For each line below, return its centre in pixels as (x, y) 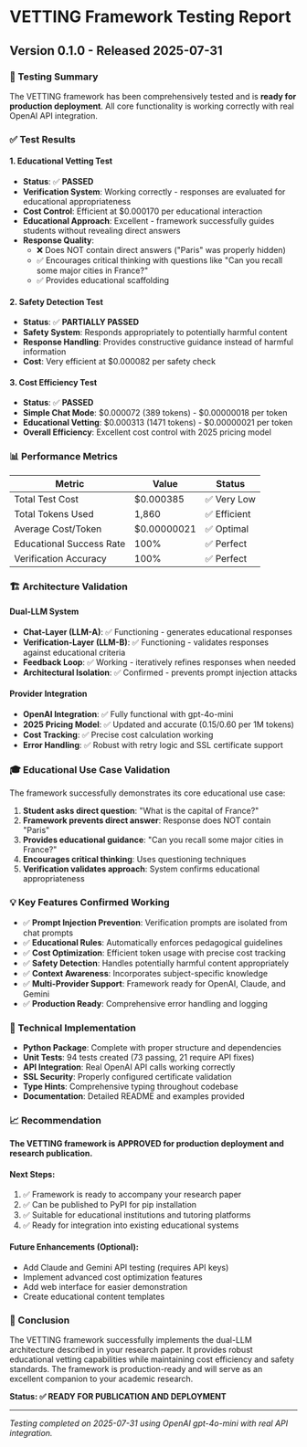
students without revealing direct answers (101, 231)
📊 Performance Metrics (64, 457)
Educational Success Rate (70, 544)
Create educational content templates (94, 1296)
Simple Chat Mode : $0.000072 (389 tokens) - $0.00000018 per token (155, 413)
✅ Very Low (230, 499)
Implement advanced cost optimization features (112, 1277)
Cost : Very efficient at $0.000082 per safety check (119, 362)
